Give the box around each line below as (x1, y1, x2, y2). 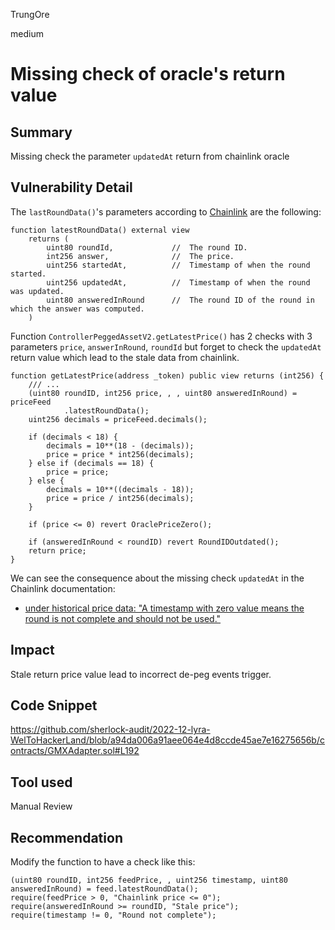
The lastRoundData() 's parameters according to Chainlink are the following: (10, 205, 322, 218)
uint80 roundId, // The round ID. (46, 242, 248, 253)
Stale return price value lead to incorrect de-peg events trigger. (10, 668, 272, 680)
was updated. (10, 286, 65, 296)
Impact (10, 642, 55, 659)
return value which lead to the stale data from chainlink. (10, 351, 240, 363)
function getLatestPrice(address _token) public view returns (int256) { (10, 370, 325, 381)
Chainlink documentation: (10, 582, 116, 594)
